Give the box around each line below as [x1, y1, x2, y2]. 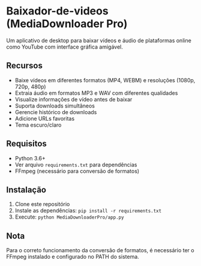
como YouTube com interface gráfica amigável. [6, 43, 123, 50]
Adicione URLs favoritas [14, 115, 75, 122]
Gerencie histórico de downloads [14, 108, 97, 115]
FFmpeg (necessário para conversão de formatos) [14, 167, 140, 175]
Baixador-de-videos [6, 4, 109, 18]
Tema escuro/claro [14, 121, 62, 128]
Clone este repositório [14, 201, 70, 208]
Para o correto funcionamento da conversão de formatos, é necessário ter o [6, 247, 194, 254]
